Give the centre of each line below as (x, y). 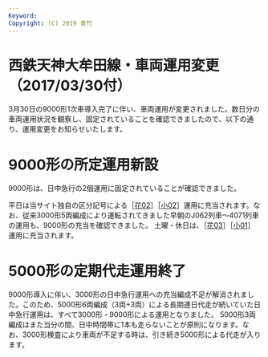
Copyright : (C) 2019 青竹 (50, 23)
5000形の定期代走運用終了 (97, 271)
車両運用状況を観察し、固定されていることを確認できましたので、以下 (124, 119)
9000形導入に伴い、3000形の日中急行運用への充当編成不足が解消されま (128, 294)
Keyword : (23, 16)
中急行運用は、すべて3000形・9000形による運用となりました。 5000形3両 (132, 314)
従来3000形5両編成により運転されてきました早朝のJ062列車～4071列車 (140, 215)
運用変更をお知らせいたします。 (74, 129)
